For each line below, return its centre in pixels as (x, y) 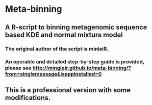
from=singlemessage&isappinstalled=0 (53, 74)
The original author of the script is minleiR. (57, 49)
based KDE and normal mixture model (64, 35)
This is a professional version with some (68, 90)
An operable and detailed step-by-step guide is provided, (75, 62)
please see (18, 68)
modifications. (28, 97)
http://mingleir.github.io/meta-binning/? (82, 68)
